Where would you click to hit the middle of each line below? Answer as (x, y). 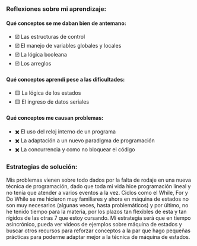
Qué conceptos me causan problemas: (55, 117)
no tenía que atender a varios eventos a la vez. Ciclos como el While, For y (97, 192)
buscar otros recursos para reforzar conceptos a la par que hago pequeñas (99, 231)
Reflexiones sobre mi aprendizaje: (56, 9)
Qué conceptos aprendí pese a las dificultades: (66, 79)
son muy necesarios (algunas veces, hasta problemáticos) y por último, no (97, 205)
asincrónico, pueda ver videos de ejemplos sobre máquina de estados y (94, 224)
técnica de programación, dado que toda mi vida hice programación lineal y (99, 186)
